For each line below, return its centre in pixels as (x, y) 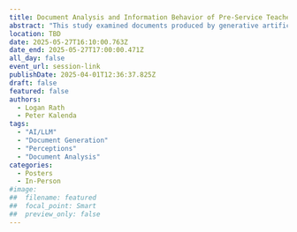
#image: (23, 190)
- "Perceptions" (47, 148)
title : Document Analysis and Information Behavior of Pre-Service (136, 17)
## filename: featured (53, 198)
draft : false (33, 83)
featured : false (39, 91)
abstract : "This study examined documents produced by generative (134, 26)
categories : (31, 165)
